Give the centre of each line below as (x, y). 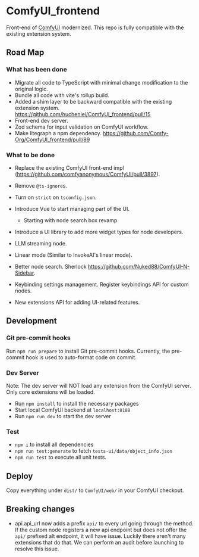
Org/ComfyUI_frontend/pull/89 (52, 139)
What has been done (37, 70)
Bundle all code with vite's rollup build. (62, 95)
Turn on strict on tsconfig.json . (56, 197)
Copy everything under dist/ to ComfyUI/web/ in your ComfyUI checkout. (95, 490)
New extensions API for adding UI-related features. (77, 302)
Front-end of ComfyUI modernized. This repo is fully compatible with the (95, 27)
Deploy (20, 476)
